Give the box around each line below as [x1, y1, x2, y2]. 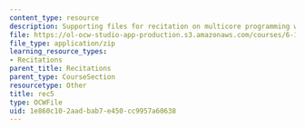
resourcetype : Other [9, 81, 88, 90]
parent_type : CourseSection [9, 73, 116, 82]
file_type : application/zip [9, 38, 116, 48]
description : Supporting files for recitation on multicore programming [9, 22, 290, 31]
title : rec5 [9, 89, 54, 98]
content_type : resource [9, 13, 100, 23]
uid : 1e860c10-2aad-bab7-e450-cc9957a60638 [9, 106, 177, 115]
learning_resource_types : [9, 47, 107, 56]
